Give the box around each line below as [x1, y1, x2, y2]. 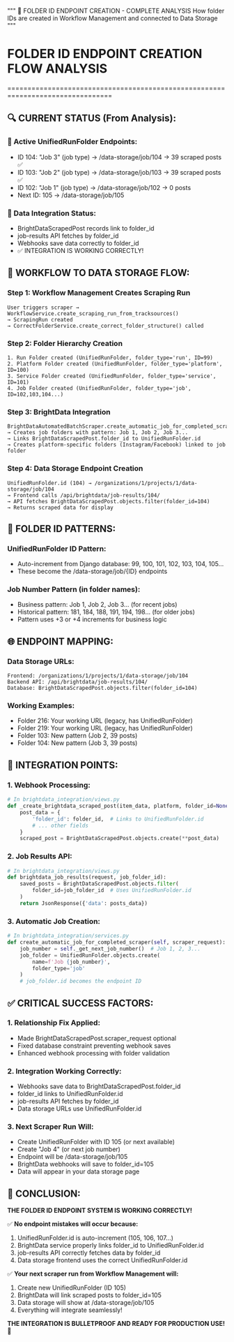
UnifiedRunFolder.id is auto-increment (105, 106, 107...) [17, 1234, 174, 1242]
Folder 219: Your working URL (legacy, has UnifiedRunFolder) [17, 724, 193, 733]
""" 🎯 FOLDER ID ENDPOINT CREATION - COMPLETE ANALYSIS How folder [7, 7, 225, 15]
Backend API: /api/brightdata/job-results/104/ [7, 679, 148, 686]
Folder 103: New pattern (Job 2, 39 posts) [17, 731, 138, 740]
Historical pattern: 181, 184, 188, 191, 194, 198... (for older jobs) [17, 608, 195, 616]
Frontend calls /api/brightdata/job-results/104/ [13, 491, 160, 499]
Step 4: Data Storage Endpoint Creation [7, 463, 143, 473]
